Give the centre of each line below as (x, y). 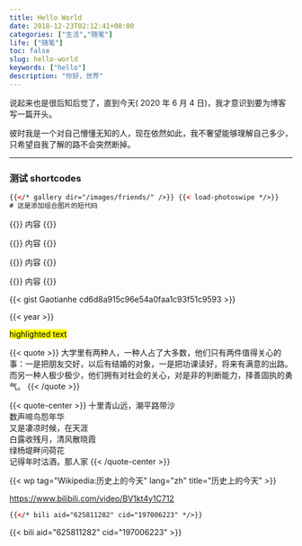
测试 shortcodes (45, 178)
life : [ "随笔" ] (36, 43)
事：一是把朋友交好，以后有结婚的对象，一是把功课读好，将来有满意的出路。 (151, 364)
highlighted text (38, 334)
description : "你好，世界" (56, 76)
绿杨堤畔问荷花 (37, 450)
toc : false (30, 51)
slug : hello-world (44, 59)
